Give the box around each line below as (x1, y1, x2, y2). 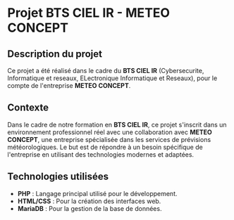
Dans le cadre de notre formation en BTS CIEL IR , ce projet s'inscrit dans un (7, 120, 227, 129)
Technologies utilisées (7, 171, 109, 183)
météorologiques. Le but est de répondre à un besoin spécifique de (7, 143, 203, 151)
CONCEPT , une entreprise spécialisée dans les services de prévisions (7, 135, 211, 143)
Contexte (7, 102, 49, 114)
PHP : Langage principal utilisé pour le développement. (17, 189, 178, 198)
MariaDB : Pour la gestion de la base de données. (17, 204, 162, 212)
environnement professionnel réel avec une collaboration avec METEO (7, 128, 213, 136)
